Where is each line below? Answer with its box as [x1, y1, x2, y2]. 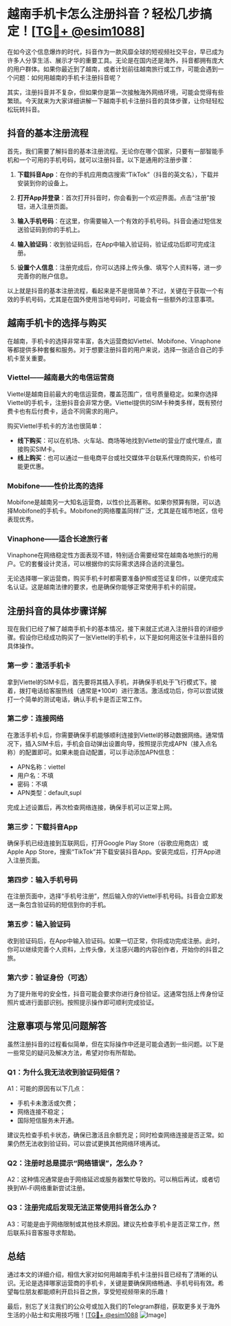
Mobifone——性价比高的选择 [7, 481, 104, 490]
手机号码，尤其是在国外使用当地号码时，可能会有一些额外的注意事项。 [19, 295, 218, 303]
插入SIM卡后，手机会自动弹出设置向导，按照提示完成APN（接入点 [25, 739, 212, 747]
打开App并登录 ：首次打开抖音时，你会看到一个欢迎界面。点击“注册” [16, 194, 210, 202]
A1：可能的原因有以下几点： [7, 1084, 86, 1092]
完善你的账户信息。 [16, 271, 72, 280]
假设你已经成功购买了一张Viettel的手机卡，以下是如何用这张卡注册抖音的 [19, 633, 224, 641]
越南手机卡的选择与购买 [7, 318, 107, 329]
